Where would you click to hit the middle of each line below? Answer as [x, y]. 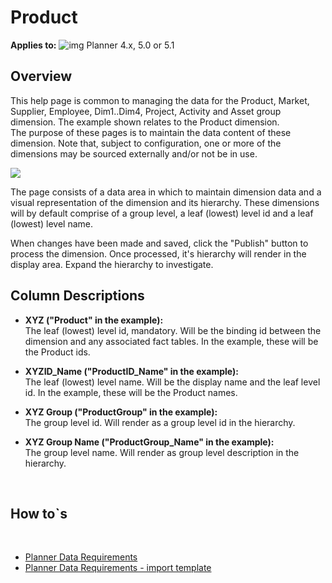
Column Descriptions [77, 296]
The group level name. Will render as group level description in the [162, 452]
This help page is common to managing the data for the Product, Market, [160, 100]
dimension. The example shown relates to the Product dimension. [145, 122]
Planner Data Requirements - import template [118, 568]
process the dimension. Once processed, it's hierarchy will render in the [158, 253]
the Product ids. [57, 352]
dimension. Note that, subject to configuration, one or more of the [146, 143]
